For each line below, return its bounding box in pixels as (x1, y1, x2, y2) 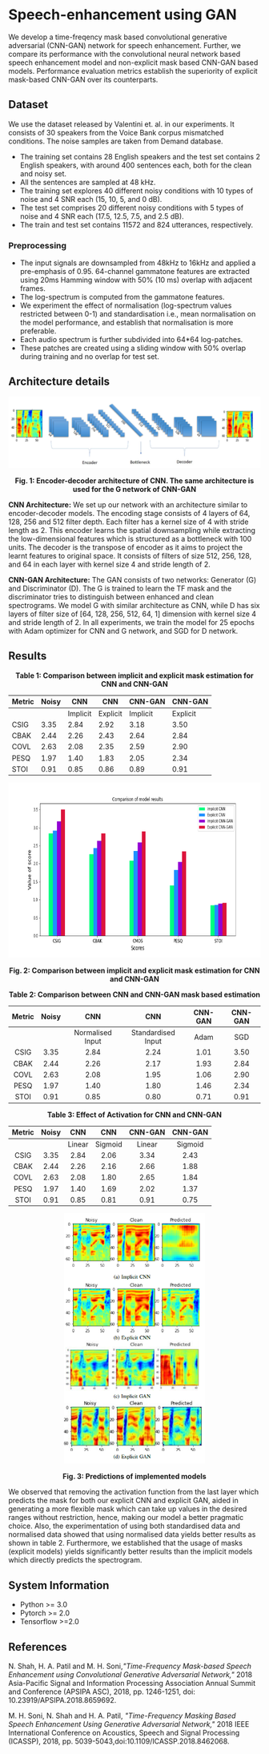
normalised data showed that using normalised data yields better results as (8, 1530, 256, 1539)
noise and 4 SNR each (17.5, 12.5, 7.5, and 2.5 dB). (19, 211, 184, 221)
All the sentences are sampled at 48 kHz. (19, 177, 156, 187)
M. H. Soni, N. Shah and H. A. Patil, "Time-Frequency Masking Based (8, 1711, 236, 1720)
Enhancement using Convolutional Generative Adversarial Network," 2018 (8, 1670, 253, 1679)
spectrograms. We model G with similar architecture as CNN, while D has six (8, 601, 260, 611)
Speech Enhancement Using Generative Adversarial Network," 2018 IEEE (8, 1720, 250, 1729)
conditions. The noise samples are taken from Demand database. (8, 136, 223, 146)
